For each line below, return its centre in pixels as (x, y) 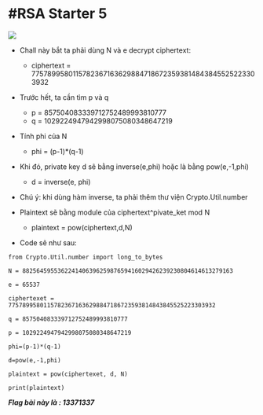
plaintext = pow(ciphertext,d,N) (82, 227)
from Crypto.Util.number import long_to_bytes (86, 257)
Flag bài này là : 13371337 (51, 402)
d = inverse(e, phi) (61, 182)
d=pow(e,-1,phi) (35, 360)
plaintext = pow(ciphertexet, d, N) (68, 374)
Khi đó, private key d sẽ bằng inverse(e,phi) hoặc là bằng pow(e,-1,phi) (134, 167)
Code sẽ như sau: (48, 242)
